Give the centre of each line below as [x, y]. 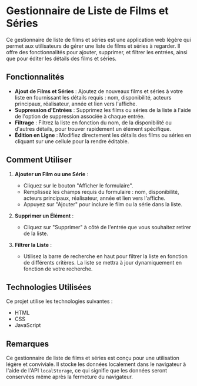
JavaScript [28, 325]
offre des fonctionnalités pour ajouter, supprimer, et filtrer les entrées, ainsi [97, 52]
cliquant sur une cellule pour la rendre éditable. [72, 141]
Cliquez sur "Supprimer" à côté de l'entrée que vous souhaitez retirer [107, 227]
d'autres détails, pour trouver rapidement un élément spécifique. [93, 128]
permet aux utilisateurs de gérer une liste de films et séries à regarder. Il [93, 46]
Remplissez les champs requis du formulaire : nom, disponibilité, [101, 192]
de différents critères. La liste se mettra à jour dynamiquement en [103, 262]
